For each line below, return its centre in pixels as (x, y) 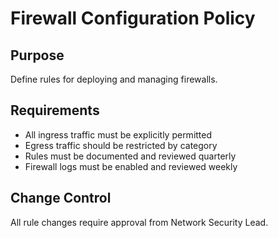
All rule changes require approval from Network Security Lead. (139, 222)
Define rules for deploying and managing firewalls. (114, 79)
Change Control (61, 198)
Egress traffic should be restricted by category (121, 145)
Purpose (37, 55)
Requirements (55, 110)
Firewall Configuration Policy (133, 18)
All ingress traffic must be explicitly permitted (118, 134)
